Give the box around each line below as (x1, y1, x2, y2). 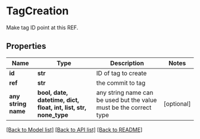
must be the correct (96, 103, 152, 112)
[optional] (163, 100, 191, 108)
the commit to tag (96, 79, 146, 87)
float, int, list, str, (37, 103, 86, 112)
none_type (37, 110, 68, 119)
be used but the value (96, 95, 157, 104)
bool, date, (37, 88, 68, 97)
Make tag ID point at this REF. (6, 24, 79, 31)
